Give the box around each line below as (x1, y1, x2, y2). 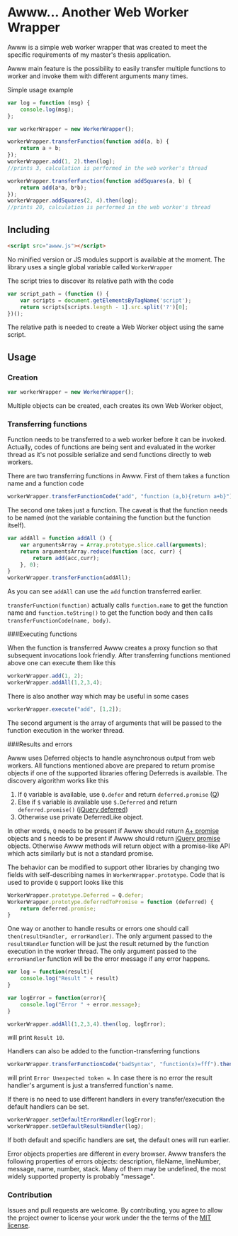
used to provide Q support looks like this (7, 878, 124, 886)
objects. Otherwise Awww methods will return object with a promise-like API (7, 842, 230, 850)
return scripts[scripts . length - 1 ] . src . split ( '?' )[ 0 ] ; (20, 303, 189, 311)
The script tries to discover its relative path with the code (7, 276, 174, 285)
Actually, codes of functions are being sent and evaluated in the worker (7, 443, 216, 451)
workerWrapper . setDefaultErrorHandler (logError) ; (7, 1117, 157, 1124)
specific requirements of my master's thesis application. (7, 50, 171, 59)
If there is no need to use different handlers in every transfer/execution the (7, 1095, 225, 1104)
